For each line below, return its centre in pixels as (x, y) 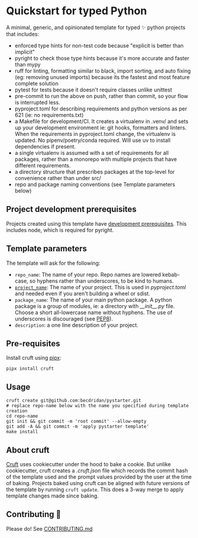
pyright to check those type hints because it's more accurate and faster (102, 58)
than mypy (27, 64)
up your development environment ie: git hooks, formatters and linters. (100, 127)
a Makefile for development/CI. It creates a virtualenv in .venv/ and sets (101, 121)
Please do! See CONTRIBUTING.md (49, 528)
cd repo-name (22, 416)
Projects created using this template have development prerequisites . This (97, 223)
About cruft (28, 450)
